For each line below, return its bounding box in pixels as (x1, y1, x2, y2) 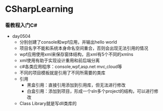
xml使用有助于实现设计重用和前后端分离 (19, 57, 100, 63)
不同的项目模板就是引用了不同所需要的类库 (19, 70, 106, 76)
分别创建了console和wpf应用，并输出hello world (19, 39, 117, 45)
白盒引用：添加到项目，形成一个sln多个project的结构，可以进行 (26, 88, 154, 94)
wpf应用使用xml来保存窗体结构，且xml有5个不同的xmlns (19, 52, 134, 57)
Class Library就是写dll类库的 (19, 101, 77, 107)
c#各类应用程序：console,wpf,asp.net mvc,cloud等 (19, 64, 122, 70)
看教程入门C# (5, 22, 38, 29)
